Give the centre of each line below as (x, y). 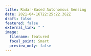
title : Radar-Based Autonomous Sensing (46, 9)
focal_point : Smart (29, 41)
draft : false (18, 19)
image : (12, 32)
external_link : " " (25, 28)
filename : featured (29, 37)
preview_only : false (30, 46)
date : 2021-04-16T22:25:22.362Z (38, 14)
